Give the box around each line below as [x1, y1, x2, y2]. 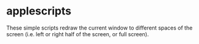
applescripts [6, 4, 72, 18]
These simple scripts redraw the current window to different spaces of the [6, 24, 193, 31]
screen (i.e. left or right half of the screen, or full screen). [6, 30, 149, 37]
